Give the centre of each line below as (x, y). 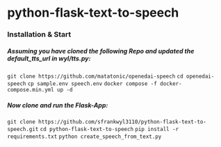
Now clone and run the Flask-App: (58, 105)
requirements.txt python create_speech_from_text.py (84, 137)
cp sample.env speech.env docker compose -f (92, 84)
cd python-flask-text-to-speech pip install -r (109, 130)
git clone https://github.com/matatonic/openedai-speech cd (95, 77)
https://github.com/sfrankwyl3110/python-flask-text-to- (122, 122)
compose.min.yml (31, 90)
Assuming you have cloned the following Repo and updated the (101, 51)
